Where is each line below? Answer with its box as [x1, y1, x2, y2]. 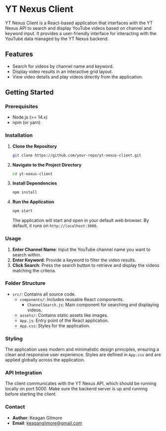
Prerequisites [5, 103, 38, 110]
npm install [12, 190, 37, 195]
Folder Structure [5, 280, 46, 287]
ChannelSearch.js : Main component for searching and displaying [27, 302, 160, 308]
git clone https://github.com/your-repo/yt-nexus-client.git [12, 153, 142, 158]
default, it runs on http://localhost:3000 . [12, 223, 98, 229]
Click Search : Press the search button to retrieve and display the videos [12, 262, 160, 268]
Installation [5, 132, 33, 139]
